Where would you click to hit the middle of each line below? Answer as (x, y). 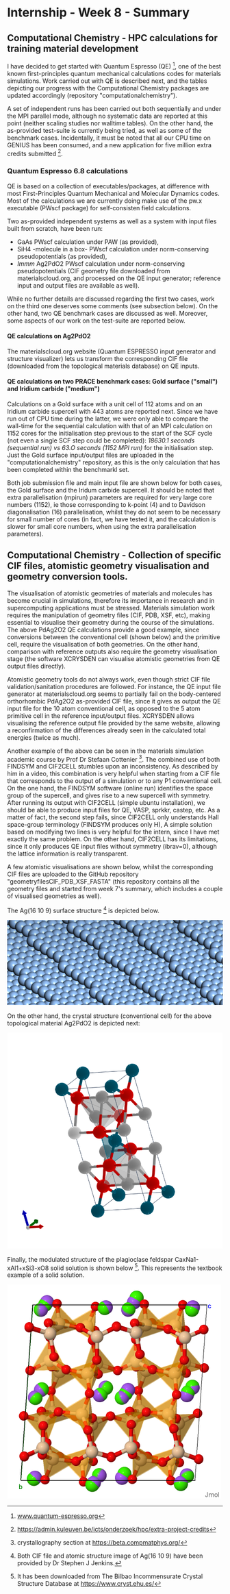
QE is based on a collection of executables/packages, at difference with (108, 186)
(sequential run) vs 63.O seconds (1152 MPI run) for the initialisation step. (110, 448)
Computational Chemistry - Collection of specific (114, 555)
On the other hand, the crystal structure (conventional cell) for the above (110, 1016)
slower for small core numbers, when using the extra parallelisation (102, 527)
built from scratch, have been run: (55, 228)
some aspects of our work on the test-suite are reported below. (97, 321)
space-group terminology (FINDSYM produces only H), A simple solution (110, 825)
